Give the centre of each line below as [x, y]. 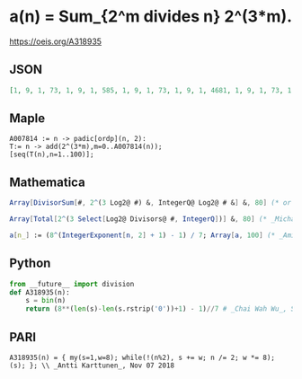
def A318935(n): [40, 292]
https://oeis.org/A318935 [55, 41]
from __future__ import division [72, 284]
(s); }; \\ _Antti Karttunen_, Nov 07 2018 [92, 366]
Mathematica [47, 182]
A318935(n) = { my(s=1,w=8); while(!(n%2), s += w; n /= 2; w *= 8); [142, 357]
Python [30, 264]
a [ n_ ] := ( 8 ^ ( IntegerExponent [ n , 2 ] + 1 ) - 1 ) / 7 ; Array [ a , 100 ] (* [142, 235]
